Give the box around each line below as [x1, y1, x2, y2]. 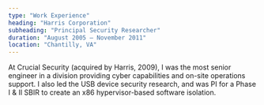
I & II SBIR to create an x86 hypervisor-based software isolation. [8, 88, 217, 97]
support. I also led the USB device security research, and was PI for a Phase [8, 80, 257, 89]
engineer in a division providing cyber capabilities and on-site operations [8, 71, 246, 81]
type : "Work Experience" [8, 11, 90, 20]
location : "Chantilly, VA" [8, 41, 97, 49]
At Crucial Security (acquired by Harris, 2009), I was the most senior [8, 62, 232, 72]
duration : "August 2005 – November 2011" [8, 33, 147, 42]
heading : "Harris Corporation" [8, 19, 111, 27]
